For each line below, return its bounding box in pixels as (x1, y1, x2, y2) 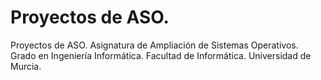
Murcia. (10, 60, 42, 72)
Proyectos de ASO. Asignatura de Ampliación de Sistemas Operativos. (10, 39, 299, 51)
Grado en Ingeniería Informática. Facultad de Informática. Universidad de (10, 49, 312, 61)
